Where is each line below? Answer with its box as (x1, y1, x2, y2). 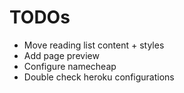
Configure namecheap (23, 60, 117, 72)
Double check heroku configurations (23, 71, 175, 83)
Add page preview (23, 49, 100, 61)
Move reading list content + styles (23, 39, 165, 51)
